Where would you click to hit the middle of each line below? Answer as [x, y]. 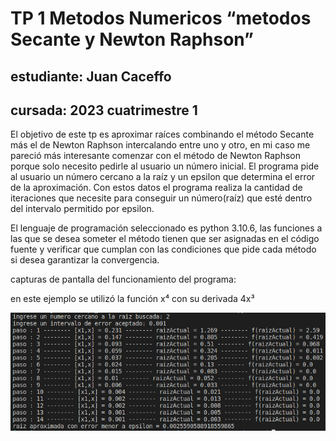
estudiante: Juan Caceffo [91, 76]
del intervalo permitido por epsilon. [82, 209]
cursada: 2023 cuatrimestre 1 [104, 110]
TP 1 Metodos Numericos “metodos [161, 18]
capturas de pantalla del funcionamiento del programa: [123, 279]
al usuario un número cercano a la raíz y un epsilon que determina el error [163, 177]
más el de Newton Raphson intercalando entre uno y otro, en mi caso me [160, 145]
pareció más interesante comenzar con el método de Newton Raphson [155, 156]
